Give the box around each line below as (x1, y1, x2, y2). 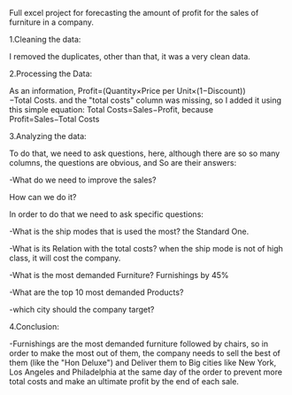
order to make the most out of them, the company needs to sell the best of (9, 348, 280, 358)
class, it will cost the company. (9, 252, 121, 263)
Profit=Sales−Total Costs (9, 114, 100, 124)
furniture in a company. (9, 17, 95, 27)
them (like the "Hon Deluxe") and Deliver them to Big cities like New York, (9, 358, 277, 368)
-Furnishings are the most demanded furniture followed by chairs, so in (9, 338, 269, 349)
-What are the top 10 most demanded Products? (9, 287, 184, 298)
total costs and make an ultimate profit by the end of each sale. (9, 376, 239, 386)
